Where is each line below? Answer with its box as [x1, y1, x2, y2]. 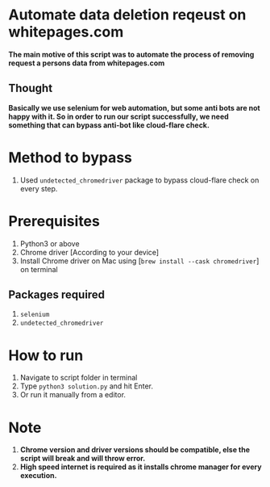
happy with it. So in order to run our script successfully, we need [8, 111, 230, 121]
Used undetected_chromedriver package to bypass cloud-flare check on [19, 175, 260, 185]
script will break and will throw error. [19, 454, 146, 464]
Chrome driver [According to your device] [19, 247, 160, 257]
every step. [19, 183, 58, 193]
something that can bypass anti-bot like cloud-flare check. [8, 120, 210, 130]
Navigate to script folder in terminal [19, 373, 138, 383]
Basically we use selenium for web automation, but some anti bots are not [8, 103, 260, 112]
